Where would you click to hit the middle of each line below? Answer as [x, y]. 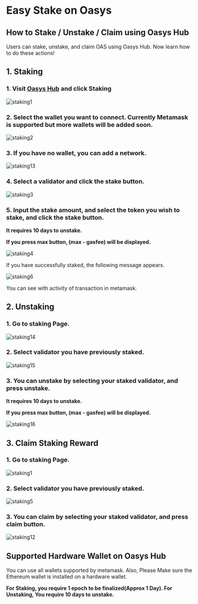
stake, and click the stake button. [55, 217]
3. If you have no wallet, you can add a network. [76, 153]
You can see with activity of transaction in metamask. [72, 288]
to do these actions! [31, 53]
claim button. [26, 524]
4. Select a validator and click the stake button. [75, 181]
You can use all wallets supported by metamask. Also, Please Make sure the [99, 571]
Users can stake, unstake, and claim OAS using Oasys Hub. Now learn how [98, 47]
